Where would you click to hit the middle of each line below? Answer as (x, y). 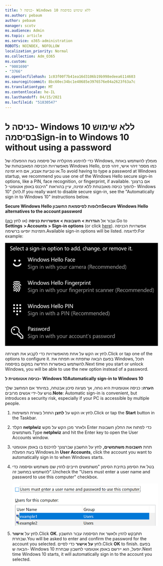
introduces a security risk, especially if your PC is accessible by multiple (77, 398)
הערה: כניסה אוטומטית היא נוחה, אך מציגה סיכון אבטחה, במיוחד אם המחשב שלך (79, 388)
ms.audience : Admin (25, 31)
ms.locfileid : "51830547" (31, 102)
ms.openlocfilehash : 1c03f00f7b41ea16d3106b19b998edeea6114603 (70, 77)
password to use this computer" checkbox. (55, 477)
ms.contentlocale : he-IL (30, 92)
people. (13, 403)
